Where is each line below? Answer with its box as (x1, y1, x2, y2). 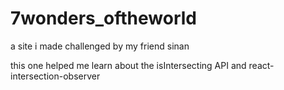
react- (248, 59, 275, 71)
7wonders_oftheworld (10, 7, 197, 30)
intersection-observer (10, 70, 101, 82)
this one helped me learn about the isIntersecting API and (10, 59, 247, 71)
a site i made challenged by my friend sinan (10, 40, 190, 52)
